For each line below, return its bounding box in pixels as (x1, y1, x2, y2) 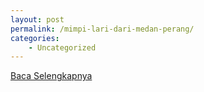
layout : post (10, 14, 65, 25)
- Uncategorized (28, 42, 97, 53)
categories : (10, 33, 60, 43)
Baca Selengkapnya (10, 70, 93, 82)
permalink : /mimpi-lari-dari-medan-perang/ (10, 24, 195, 34)
